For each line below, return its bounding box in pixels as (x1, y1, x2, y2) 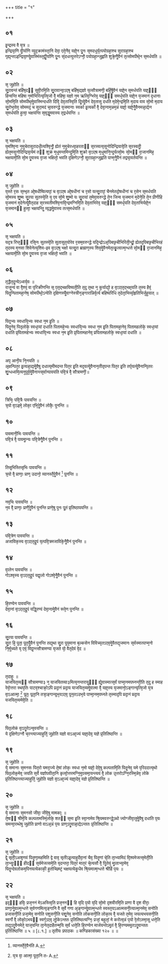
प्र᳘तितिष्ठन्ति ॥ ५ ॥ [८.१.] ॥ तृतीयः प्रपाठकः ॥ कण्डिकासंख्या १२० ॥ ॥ (5, 928, 118, 934)
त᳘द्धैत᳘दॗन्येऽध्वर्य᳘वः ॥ (5, 278, 34, 285)
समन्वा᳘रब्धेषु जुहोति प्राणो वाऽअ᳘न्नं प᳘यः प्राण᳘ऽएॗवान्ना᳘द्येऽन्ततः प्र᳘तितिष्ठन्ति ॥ (5, 821, 113, 827)
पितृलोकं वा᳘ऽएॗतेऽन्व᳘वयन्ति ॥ (5, 725, 48, 731)
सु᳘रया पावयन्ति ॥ (5, 634, 31, 640)
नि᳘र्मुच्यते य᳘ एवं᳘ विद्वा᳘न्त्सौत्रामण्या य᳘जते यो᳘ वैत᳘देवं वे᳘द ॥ (5, 645, 86, 651)
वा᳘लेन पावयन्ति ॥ (5, 566, 32, 573)
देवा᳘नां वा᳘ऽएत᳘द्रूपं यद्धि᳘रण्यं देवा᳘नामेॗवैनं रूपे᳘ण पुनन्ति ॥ (5, 606, 83, 612)
